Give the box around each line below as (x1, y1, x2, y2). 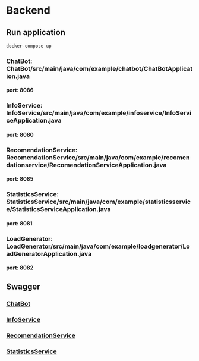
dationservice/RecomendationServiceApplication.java (6, 161, 167, 169)
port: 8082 (6, 264, 34, 271)
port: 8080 (6, 131, 34, 138)
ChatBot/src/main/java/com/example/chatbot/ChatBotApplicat (6, 64, 193, 73)
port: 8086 (6, 87, 34, 94)
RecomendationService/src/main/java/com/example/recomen (6, 153, 190, 161)
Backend (6, 4, 50, 17)
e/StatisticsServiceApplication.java (6, 205, 111, 214)
